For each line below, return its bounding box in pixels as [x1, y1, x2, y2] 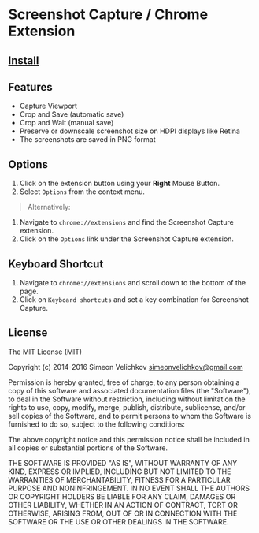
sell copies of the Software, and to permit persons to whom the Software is [8, 411, 252, 420]
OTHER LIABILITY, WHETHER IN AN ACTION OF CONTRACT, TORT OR [8, 500, 238, 509]
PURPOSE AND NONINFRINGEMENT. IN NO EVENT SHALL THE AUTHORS [8, 483, 250, 493]
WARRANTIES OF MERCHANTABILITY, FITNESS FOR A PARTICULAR [8, 475, 231, 484]
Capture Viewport [19, 101, 77, 111]
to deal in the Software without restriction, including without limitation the [8, 394, 246, 404]
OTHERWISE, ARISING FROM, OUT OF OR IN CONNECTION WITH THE [8, 509, 238, 518]
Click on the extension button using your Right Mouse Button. [19, 179, 220, 188]
